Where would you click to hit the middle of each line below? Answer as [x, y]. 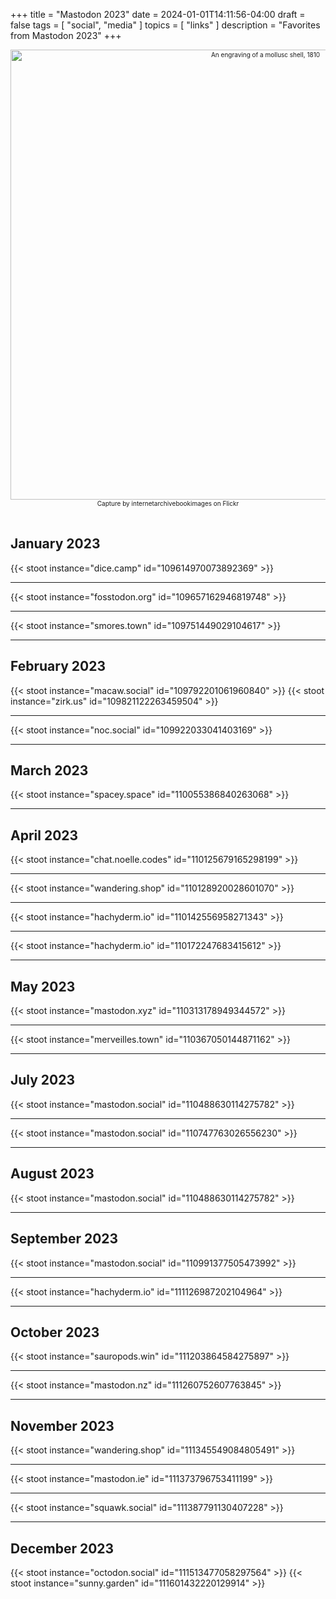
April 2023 [44, 835]
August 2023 [52, 1174]
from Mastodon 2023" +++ [66, 35]
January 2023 [55, 544]
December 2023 [62, 1548]
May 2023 [43, 986]
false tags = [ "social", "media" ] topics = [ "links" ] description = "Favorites [165, 25]
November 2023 [62, 1425]
